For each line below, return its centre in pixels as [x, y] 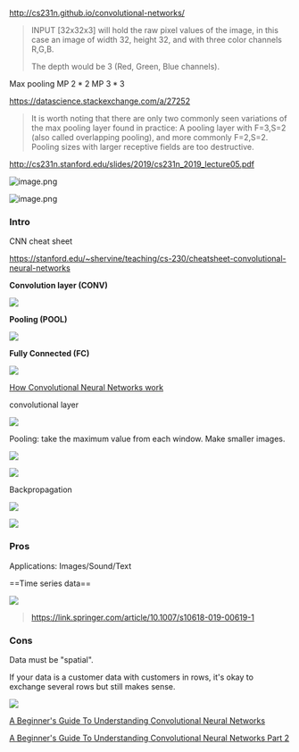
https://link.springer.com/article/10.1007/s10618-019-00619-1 [142, 617]
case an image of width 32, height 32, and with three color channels [157, 40]
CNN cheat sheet [41, 241]
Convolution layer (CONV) [59, 286]
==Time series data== [50, 583]
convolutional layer [44, 405]
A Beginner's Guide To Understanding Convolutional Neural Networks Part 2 [149, 738]
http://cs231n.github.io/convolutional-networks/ [97, 13]
